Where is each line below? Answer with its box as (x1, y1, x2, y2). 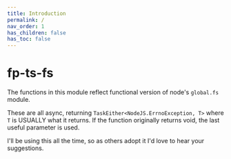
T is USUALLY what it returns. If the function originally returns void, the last (7, 116, 220, 125)
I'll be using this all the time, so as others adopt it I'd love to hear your (7, 137, 205, 145)
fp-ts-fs (7, 65, 54, 81)
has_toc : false (7, 36, 51, 43)
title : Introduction (7, 10, 67, 17)
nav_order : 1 (7, 23, 45, 30)
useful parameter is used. (7, 123, 80, 131)
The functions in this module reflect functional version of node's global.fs (7, 88, 219, 96)
